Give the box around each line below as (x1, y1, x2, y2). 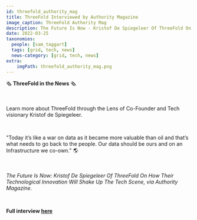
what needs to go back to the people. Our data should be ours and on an (6, 140, 183, 147)
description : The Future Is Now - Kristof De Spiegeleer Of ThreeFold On (6, 25, 192, 31)
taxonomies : (6, 36, 35, 42)
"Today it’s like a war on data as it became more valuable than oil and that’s (6, 134, 189, 142)
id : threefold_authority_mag (6, 8, 78, 15)
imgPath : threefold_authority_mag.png (17, 63, 112, 70)
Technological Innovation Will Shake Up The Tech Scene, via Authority (6, 178, 178, 186)
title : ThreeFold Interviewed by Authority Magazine (6, 14, 139, 20)
